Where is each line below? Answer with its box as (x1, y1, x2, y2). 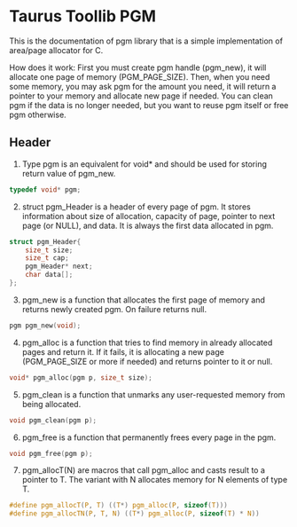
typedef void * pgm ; (9, 185, 82, 194)
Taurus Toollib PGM (9, 6, 157, 27)
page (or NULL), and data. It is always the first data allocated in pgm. (21, 220, 274, 231)
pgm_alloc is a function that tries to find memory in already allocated (21, 337, 273, 348)
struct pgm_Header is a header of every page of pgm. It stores (21, 201, 251, 212)
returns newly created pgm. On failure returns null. (21, 303, 207, 314)
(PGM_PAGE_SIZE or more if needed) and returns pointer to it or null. (21, 356, 273, 366)
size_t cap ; (25, 254, 69, 263)
